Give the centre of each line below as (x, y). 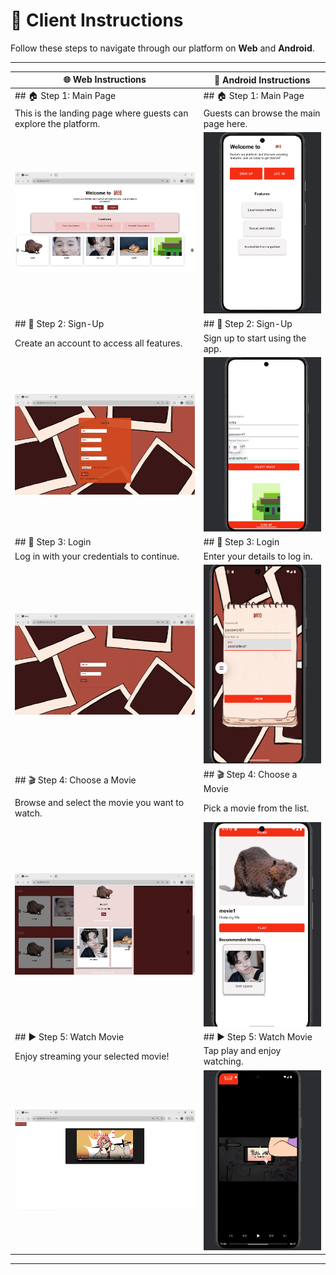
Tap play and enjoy (242, 1051)
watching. (223, 1061)
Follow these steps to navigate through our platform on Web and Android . (162, 48)
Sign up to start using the (255, 338)
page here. (225, 123)
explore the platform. (57, 123)
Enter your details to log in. (258, 556)
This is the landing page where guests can (101, 113)
